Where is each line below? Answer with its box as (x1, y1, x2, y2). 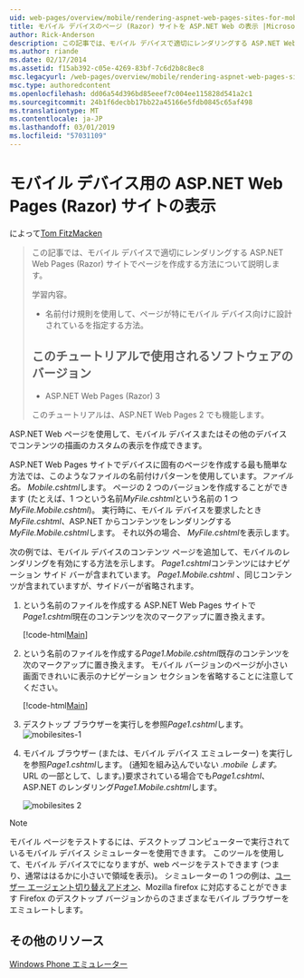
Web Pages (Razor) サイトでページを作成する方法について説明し (31, 258, 272, 269)
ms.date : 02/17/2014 (9, 55, 88, 64)
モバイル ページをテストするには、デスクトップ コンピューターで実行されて (9, 836, 291, 846)
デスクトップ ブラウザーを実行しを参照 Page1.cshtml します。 (22, 719, 249, 729)
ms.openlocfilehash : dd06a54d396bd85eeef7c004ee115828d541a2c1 (9, 89, 253, 98)
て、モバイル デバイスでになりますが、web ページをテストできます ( (9, 858, 264, 869)
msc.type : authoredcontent (9, 81, 111, 90)
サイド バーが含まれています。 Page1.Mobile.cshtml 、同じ (43, 569, 261, 580)
